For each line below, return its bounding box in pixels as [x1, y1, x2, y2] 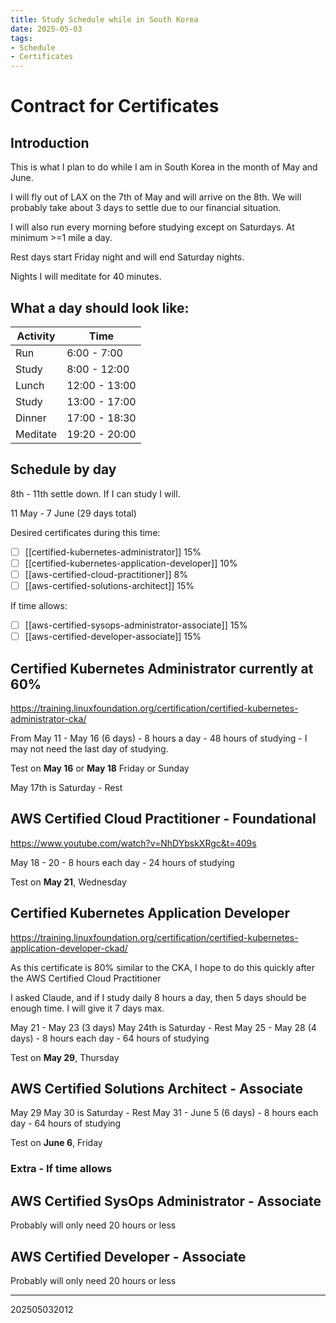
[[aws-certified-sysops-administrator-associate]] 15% [24, 619, 248, 631]
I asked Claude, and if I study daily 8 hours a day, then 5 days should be [10, 991, 307, 1003]
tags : [10, 33, 33, 43]
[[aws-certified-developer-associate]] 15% [24, 631, 202, 643]
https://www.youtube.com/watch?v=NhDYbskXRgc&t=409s [10, 837, 257, 849]
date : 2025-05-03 [10, 24, 83, 34]
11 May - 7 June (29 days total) [10, 507, 137, 519]
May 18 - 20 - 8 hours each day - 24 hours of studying [10, 856, 235, 868]
